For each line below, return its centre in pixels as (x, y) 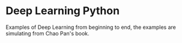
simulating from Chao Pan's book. (47, 33)
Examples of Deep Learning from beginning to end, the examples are (91, 27)
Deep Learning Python (63, 11)
